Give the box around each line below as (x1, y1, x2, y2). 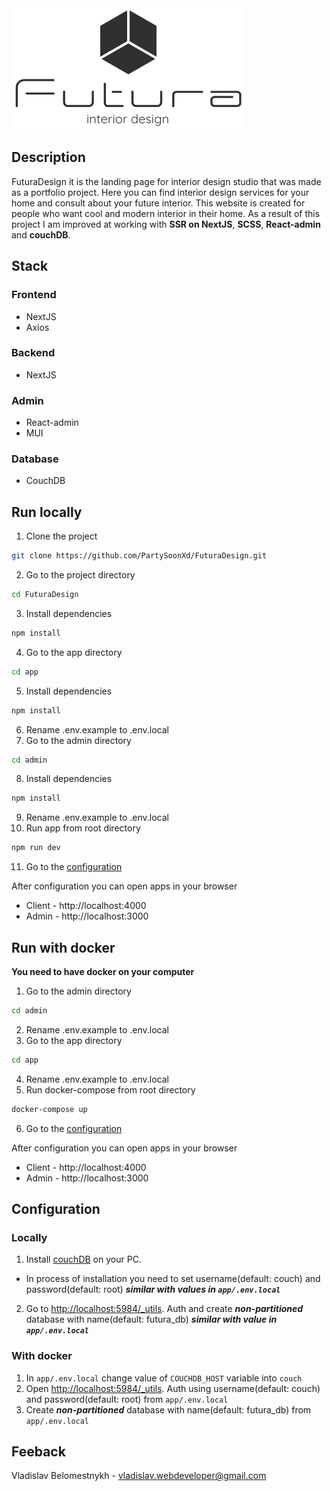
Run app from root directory (25, 822, 141, 834)
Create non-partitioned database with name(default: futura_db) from (25, 1403, 312, 1416)
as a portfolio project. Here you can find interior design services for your (11, 186, 310, 198)
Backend (11, 346, 56, 360)
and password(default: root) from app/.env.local (25, 1393, 229, 1405)
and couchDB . (11, 228, 71, 241)
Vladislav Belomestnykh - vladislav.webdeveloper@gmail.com (11, 1470, 267, 1482)
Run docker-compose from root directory (25, 1083, 196, 1096)
